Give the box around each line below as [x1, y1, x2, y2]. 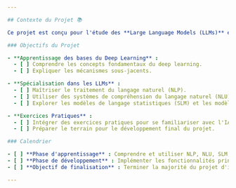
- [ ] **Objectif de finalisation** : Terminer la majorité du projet [7, 163, 218, 170]
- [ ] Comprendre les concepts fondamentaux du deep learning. [13, 61, 202, 68]
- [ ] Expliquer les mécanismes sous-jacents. [13, 67, 152, 74]
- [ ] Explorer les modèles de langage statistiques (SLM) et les [13, 100, 212, 107]
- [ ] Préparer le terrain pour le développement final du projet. [13, 126, 216, 133]
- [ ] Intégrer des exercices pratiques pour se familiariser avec [13, 119, 216, 126]
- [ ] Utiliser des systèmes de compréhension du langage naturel [13, 93, 212, 100]
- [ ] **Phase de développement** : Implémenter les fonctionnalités [7, 157, 216, 164]
